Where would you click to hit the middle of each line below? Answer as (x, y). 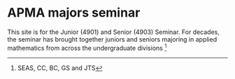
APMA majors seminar (74, 13)
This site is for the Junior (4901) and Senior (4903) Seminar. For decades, (114, 32)
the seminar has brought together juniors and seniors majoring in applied (112, 39)
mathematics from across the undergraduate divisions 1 (87, 47)
